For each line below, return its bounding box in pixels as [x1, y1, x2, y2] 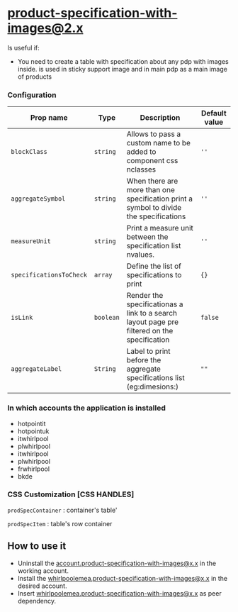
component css [126, 156, 178, 166]
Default [200, 109, 227, 118]
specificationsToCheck [11, 271, 87, 279]
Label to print [126, 346, 171, 356]
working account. [17, 566, 69, 575]
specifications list [126, 373, 186, 383]
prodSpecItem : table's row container [7, 519, 113, 528]
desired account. [17, 582, 67, 590]
